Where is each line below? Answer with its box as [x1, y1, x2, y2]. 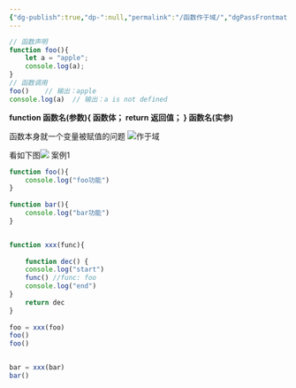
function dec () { [25, 257, 89, 266]
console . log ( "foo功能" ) [25, 175, 110, 184]
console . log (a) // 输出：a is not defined [9, 95, 168, 104]
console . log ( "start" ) [25, 265, 104, 275]
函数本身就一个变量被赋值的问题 [9, 130, 125, 142]
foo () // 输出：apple [9, 86, 97, 96]
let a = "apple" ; [25, 54, 89, 63]
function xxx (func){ [9, 240, 86, 249]
